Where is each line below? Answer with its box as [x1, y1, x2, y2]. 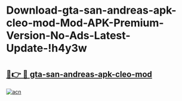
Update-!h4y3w [6, 42, 88, 55]
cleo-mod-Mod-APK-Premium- [6, 16, 164, 30]
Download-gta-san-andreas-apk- [6, 4, 177, 17]
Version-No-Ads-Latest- [6, 29, 131, 42]
